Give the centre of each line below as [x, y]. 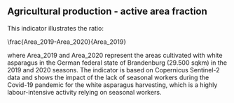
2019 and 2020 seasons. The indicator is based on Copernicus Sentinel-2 [113, 70]
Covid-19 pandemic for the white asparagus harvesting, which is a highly [112, 85]
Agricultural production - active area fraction [108, 11]
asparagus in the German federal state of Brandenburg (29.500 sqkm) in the [117, 63]
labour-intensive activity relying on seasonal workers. [84, 92]
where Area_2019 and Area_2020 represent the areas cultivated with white [115, 55]
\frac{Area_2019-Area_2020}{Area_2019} [67, 42]
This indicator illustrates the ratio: [55, 28]
